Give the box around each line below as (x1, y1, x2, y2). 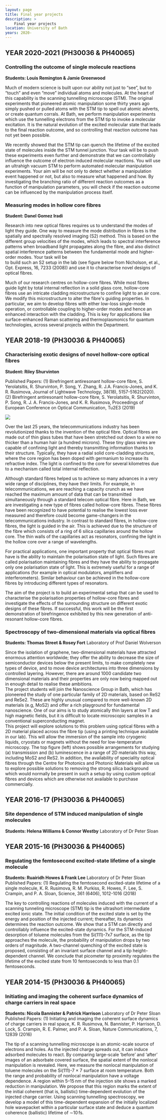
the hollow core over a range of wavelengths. (5, 538, 98, 544)
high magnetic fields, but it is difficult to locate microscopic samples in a (5, 712, 153, 718)
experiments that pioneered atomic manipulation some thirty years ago (5, 100, 150, 106)
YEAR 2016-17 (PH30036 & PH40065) (5, 796, 125, 804)
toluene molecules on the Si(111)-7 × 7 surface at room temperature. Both (5, 1067, 155, 1073)
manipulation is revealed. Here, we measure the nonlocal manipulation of (5, 1062, 154, 1068)
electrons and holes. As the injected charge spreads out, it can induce (5, 1046, 148, 1052)
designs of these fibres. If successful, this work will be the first (5, 605, 134, 611)
